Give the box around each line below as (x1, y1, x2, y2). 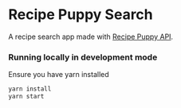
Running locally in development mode (8, 52, 158, 63)
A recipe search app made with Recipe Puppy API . (8, 32, 174, 41)
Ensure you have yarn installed (8, 70, 109, 79)
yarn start (8, 93, 45, 101)
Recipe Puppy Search (8, 6, 153, 24)
